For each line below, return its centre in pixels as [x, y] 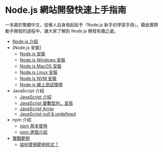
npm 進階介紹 [34, 132]
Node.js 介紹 [25, 41]
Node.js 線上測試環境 [41, 84]
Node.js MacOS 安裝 [41, 66]
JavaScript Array [37, 109]
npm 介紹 [22, 119]
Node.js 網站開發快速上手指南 [66, 10]
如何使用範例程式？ [39, 144]
